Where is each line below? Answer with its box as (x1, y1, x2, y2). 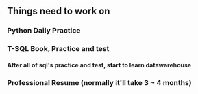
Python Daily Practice (7, 26, 81, 35)
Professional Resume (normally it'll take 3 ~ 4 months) (7, 78, 192, 87)
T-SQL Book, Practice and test (7, 44, 110, 54)
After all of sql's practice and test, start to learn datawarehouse (7, 61, 192, 69)
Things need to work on (7, 5, 110, 17)
